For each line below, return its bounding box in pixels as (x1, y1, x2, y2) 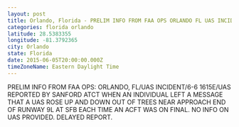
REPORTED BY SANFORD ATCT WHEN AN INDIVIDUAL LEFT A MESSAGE (7, 90, 223, 99)
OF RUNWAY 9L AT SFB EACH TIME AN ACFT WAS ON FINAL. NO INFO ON (7, 105, 229, 114)
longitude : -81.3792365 (7, 37, 78, 44)
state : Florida (7, 50, 53, 57)
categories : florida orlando (7, 23, 94, 31)
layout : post (7, 10, 46, 18)
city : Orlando (7, 43, 50, 50)
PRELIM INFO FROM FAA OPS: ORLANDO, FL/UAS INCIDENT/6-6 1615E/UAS (7, 82, 231, 91)
